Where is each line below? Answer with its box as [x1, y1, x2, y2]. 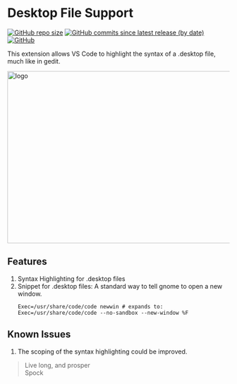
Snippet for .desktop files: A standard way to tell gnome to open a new [17, 282, 223, 290]
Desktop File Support [7, 5, 134, 21]
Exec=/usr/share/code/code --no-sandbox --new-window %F [17, 309, 189, 316]
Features [7, 256, 47, 268]
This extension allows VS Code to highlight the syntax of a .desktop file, [7, 49, 217, 58]
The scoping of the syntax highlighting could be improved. [17, 347, 188, 356]
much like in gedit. [7, 56, 61, 65]
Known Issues [7, 328, 71, 340]
